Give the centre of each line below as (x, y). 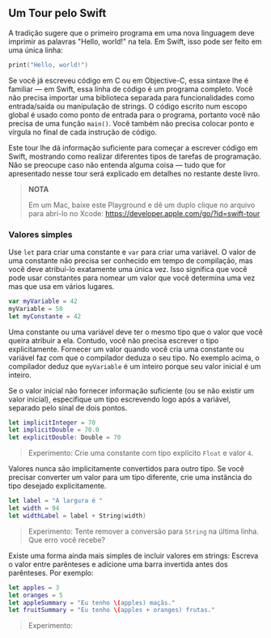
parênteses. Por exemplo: (51, 572)
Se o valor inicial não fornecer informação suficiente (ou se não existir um (131, 390)
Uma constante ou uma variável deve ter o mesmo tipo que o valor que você (135, 332)
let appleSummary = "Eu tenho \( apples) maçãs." (92, 602)
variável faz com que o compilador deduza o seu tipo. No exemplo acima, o (134, 357)
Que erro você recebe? (67, 540)
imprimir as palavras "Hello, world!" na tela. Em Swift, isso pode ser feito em (135, 41)
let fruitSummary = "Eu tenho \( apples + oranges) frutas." (112, 610)
